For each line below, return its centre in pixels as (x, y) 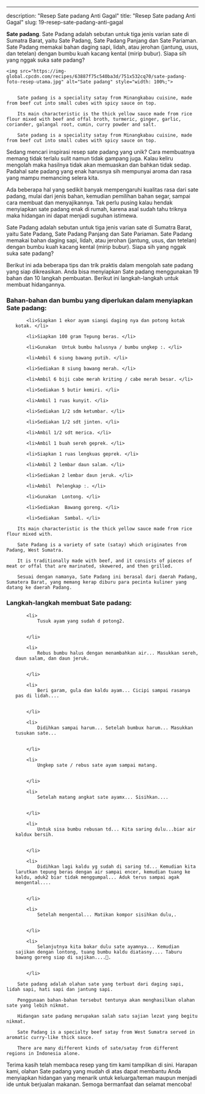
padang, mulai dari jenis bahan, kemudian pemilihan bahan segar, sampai (99, 196)
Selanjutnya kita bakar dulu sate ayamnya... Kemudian (109, 946)
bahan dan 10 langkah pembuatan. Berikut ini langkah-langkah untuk (92, 278)
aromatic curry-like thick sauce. (50, 1037)
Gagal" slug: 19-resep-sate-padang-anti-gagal (65, 22)
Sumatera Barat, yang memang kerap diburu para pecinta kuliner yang (97, 582)
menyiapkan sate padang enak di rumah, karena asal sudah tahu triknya (97, 209)
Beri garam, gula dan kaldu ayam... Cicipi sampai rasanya (114, 690)
